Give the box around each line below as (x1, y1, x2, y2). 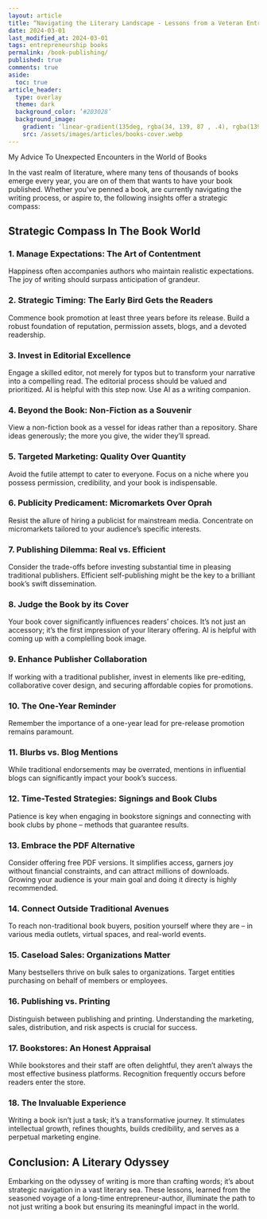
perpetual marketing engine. (8, 1132, 101, 1142)
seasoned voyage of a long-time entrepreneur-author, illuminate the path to (8, 1194, 256, 1203)
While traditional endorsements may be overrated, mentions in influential (8, 765, 246, 774)
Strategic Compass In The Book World (8, 225, 201, 238)
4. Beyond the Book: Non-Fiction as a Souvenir (8, 404, 192, 415)
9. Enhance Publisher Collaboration (8, 654, 148, 665)
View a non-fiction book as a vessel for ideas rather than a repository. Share (8, 423, 258, 433)
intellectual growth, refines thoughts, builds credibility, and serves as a (8, 1124, 240, 1134)
